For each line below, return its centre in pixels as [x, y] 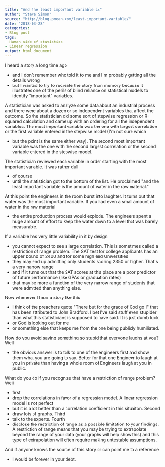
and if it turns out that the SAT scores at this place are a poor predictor [84, 272]
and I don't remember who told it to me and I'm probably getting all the [84, 75]
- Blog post [17, 33]
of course [22, 176]
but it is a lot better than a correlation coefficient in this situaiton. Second [86, 408]
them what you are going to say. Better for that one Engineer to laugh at [85, 358]
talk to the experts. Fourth [38, 419]
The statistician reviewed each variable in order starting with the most [76, 161]
